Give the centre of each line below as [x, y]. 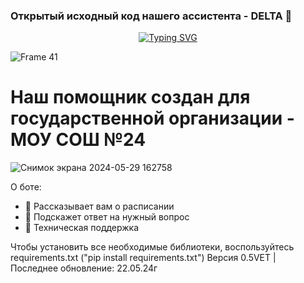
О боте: [26, 187]
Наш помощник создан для [130, 97]
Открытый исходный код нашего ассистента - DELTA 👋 [151, 16]
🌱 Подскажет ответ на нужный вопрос [107, 217]
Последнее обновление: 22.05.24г [84, 268]
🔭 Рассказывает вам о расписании [99, 206]
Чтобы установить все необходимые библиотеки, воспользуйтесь [152, 247]
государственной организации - [152, 118]
